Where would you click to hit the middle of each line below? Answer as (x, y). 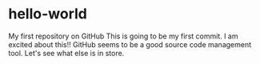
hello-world (48, 14)
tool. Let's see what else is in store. (66, 53)
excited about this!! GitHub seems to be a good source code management (130, 44)
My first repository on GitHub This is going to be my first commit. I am (123, 36)
